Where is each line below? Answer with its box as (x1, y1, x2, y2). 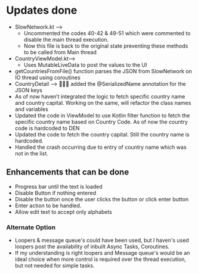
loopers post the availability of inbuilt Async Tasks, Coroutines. (14, 243, 170, 250)
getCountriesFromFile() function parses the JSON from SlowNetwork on (14, 67, 192, 74)
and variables (14, 105, 49, 113)
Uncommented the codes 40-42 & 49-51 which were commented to (23, 29, 191, 36)
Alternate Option (6, 223, 55, 231)
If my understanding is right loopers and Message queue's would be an (14, 250, 190, 257)
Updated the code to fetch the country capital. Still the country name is (14, 130, 190, 138)
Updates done (6, 4, 78, 17)
